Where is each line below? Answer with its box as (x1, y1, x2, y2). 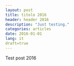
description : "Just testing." (5, 21, 70, 27)
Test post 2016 (5, 55, 37, 61)
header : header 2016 (5, 17, 50, 22)
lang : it (5, 36, 24, 41)
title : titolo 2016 (5, 12, 47, 17)
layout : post (5, 7, 33, 13)
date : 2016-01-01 (5, 31, 42, 36)
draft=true (5, 41, 29, 46)
